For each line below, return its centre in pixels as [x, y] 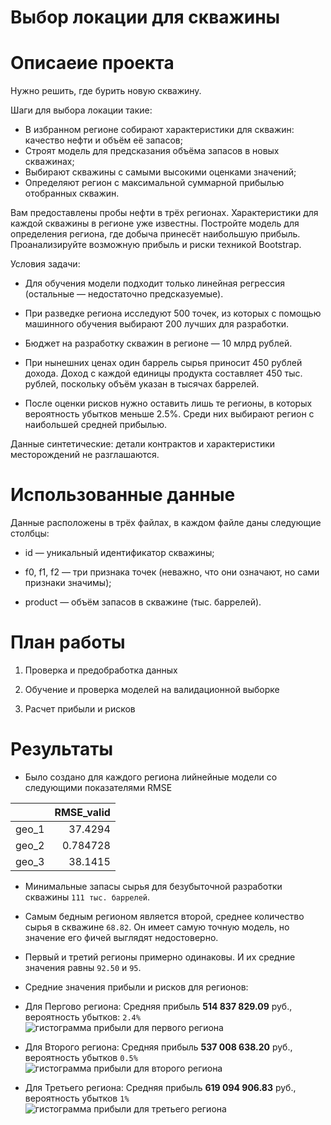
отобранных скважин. [72, 193]
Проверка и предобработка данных [101, 670]
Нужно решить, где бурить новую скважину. [106, 91]
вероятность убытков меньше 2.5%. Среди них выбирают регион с [169, 414]
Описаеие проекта [92, 63]
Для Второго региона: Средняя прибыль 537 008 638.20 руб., [158, 1047]
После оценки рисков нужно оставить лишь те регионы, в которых [168, 403]
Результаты [62, 749]
